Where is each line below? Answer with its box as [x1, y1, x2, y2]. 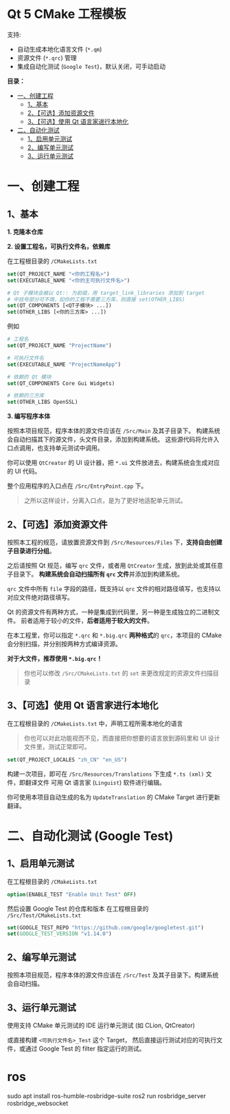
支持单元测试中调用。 [43, 444, 104, 452]
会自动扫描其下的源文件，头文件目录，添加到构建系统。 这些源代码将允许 [7, 435, 214, 444]
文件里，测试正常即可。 [23, 742, 91, 751]
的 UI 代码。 [7, 467, 41, 475]
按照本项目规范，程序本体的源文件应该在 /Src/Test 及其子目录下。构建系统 [7, 971, 219, 979]
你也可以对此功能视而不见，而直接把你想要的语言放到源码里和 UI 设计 [23, 734, 220, 742]
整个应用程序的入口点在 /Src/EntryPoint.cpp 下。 [7, 482, 148, 490]
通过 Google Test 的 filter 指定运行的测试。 [25, 1044, 146, 1053]
